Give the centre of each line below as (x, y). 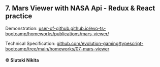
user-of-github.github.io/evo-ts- (72, 28)
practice (19, 16)
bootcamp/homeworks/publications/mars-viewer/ (57, 33)
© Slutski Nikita (22, 60)
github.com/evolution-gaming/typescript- (100, 43)
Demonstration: (21, 28)
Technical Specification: (30, 43)
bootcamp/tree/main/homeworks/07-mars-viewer (57, 49)
